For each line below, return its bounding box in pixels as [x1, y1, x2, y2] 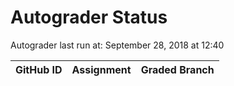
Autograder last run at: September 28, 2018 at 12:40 [10, 39, 225, 51]
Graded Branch [140, 62, 215, 76]
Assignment [71, 62, 132, 76]
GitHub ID [15, 62, 63, 76]
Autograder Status [10, 6, 168, 29]
